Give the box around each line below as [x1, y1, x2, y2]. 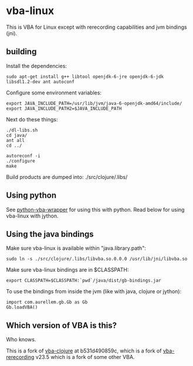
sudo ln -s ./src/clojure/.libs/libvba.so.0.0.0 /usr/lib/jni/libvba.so [6, 256, 188, 262]
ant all [6, 137, 25, 143]
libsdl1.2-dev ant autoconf [6, 79, 75, 84]
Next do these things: [6, 116, 58, 123]
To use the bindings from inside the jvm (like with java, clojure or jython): [6, 288, 182, 295]
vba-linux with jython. [6, 212, 59, 219]
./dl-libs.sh [6, 127, 38, 133]
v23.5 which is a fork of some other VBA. [35, 354, 135, 361]
